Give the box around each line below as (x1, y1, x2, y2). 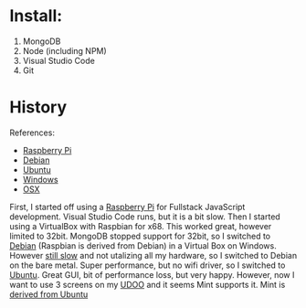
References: (9, 127, 55, 138)
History (9, 97, 68, 118)
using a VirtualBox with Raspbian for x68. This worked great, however (9, 220, 272, 231)
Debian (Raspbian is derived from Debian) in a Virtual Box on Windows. (9, 239, 277, 251)
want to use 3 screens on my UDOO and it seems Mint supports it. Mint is (9, 279, 286, 290)
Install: (9, 5, 63, 27)
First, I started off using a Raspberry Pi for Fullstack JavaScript (9, 201, 246, 212)
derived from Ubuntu (9, 289, 89, 300)
